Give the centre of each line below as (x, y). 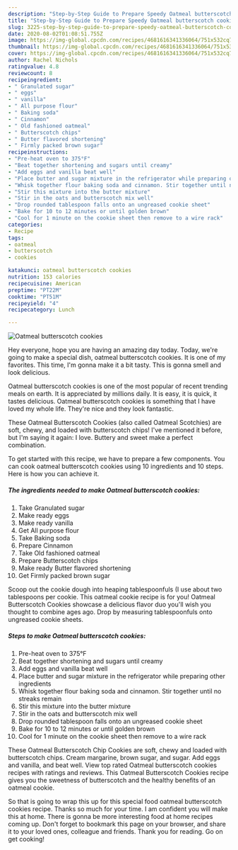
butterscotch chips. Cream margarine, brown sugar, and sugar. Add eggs (114, 758)
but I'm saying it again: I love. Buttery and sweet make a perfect (101, 438)
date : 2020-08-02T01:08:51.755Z (55, 34)
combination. (27, 445)
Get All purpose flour (49, 531)
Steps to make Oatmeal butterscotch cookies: (77, 635)
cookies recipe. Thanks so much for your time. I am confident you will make (118, 809)
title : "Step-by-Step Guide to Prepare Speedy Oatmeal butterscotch (111, 21)
